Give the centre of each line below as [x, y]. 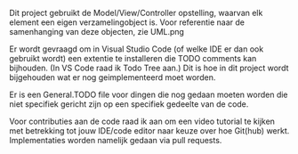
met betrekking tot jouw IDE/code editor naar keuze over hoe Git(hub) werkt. [149, 131]
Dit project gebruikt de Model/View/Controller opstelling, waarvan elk [136, 13]
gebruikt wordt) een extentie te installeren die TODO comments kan [133, 58]
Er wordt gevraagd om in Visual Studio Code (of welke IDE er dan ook [137, 49]
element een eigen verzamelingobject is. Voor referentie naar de [127, 22]
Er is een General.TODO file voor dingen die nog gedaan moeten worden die [149, 94]
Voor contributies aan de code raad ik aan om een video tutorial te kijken [142, 121]
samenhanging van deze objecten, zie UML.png [97, 32]
